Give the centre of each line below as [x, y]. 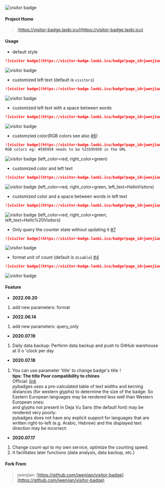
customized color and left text [42, 168]
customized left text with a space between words [62, 108]
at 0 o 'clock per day [33, 351]
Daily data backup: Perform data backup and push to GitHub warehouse [85, 346]
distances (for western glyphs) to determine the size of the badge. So [82, 392]
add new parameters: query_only [45, 327]
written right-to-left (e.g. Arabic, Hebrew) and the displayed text [77, 423]
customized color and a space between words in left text [69, 196]
